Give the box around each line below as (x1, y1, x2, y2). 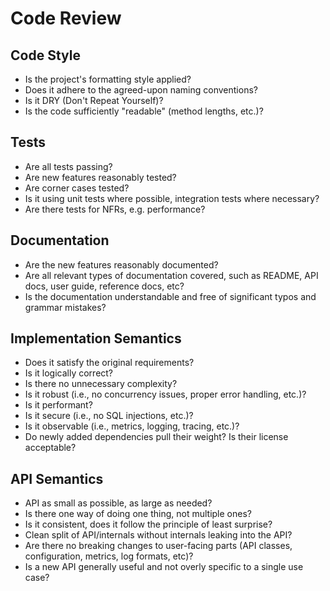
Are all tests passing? (24, 160, 113, 172)
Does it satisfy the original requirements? (24, 357, 195, 369)
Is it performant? (24, 399, 93, 411)
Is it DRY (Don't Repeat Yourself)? (24, 95, 164, 106)
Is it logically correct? (24, 367, 114, 379)
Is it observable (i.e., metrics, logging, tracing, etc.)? (24, 420, 240, 432)
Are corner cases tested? (24, 182, 130, 194)
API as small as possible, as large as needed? (24, 497, 213, 509)
